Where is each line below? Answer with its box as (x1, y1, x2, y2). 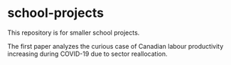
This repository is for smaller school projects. (7, 28, 140, 37)
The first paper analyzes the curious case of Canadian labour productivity (7, 42, 224, 50)
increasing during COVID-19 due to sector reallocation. (7, 49, 168, 58)
